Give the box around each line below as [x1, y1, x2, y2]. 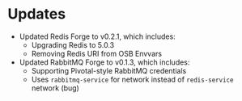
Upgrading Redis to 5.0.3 [31, 40, 115, 49]
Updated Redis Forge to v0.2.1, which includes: [19, 32, 176, 41]
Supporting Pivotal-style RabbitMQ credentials [31, 65, 187, 75]
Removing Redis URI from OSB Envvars [31, 48, 163, 58]
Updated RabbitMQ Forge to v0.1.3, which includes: [19, 57, 190, 67]
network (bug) [31, 82, 80, 93]
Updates [7, 5, 66, 23]
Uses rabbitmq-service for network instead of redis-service [31, 74, 234, 84]
